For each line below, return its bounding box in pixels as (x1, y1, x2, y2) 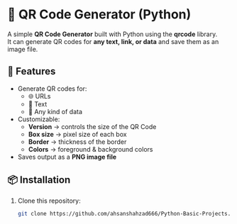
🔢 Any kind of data (28, 107, 83, 116)
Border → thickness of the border (28, 138, 127, 146)
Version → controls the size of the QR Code (28, 122, 157, 130)
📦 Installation (7, 174, 71, 186)
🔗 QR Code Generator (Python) (7, 6, 192, 23)
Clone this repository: (17, 196, 81, 205)
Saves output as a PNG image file (17, 152, 117, 161)
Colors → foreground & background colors (28, 145, 153, 153)
